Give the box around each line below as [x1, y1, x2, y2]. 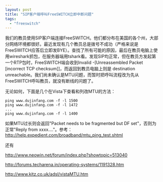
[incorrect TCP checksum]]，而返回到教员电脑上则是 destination [5, 66, 136, 72]
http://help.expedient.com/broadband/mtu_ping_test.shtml [5, 132, 123, 138]
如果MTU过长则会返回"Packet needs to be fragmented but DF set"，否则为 [5, 121, 157, 126]
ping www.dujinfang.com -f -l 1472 [5, 103, 78, 108]
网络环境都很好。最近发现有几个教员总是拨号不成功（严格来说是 [9, 41, 138, 47]
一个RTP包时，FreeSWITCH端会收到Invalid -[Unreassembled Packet [5, 60, 143, 65]
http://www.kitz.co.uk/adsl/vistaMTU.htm [5, 171, 88, 177]
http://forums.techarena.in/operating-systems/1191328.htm [5, 162, 124, 168]
